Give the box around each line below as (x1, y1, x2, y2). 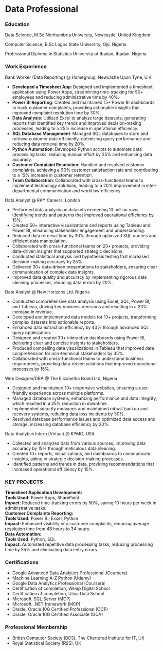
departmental (12, 187, 39, 194)
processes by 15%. (12, 366, 51, 372)
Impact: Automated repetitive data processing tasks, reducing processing (5, 541, 153, 547)
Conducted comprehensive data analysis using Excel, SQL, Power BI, (12, 298, 151, 304)
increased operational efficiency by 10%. (12, 466, 94, 472)
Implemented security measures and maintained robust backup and (12, 405, 148, 411)
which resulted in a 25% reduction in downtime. (12, 400, 108, 406)
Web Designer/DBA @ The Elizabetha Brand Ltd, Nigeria (5, 375, 118, 381)
